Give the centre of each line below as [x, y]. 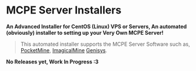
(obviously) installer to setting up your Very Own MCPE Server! [85, 32]
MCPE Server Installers [64, 10]
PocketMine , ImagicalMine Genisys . [64, 50]
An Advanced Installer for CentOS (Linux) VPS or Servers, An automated [97, 26]
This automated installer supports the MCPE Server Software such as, [105, 44]
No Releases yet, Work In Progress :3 [52, 62]
